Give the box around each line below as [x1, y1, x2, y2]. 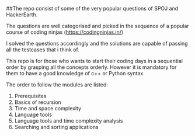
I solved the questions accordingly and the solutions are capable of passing [6, 40, 188, 47]
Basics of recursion [14, 99, 61, 106]
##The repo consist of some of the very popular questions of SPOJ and [6, 5, 179, 12]
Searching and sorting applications [14, 124, 99, 130]
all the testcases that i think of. [6, 46, 80, 53]
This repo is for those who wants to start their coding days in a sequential [6, 58, 183, 64]
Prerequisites [14, 93, 47, 99]
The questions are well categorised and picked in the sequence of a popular [6, 23, 190, 29]
